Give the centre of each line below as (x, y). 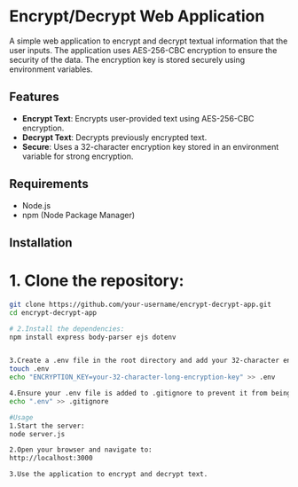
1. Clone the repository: (97, 281)
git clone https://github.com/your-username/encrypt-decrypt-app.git (141, 304)
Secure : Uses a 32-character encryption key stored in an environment (150, 146)
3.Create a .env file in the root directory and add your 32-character (144, 361)
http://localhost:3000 (51, 459)
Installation (41, 243)
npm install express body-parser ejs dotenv (93, 337)
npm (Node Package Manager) (78, 215)
